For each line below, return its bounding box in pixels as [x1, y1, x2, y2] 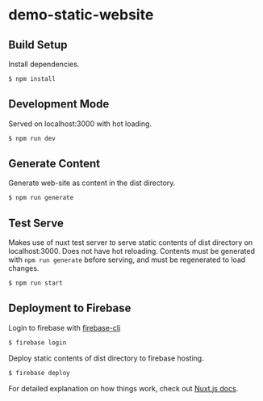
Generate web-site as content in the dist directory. [8, 178, 176, 188]
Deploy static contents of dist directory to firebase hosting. [8, 353, 204, 363]
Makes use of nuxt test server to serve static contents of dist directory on [8, 238, 253, 247]
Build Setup [8, 38, 68, 52]
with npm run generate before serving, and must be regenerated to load [8, 255, 246, 264]
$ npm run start [8, 279, 63, 288]
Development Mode [8, 97, 110, 111]
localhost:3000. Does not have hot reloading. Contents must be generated [8, 247, 256, 256]
